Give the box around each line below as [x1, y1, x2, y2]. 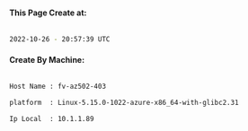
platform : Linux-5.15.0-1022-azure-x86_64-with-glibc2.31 [9, 99, 240, 108]
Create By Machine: [9, 54, 85, 65]
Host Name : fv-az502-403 [9, 82, 106, 92]
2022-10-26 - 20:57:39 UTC [9, 35, 111, 44]
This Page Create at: [9, 7, 87, 18]
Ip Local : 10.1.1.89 [9, 115, 94, 124]
